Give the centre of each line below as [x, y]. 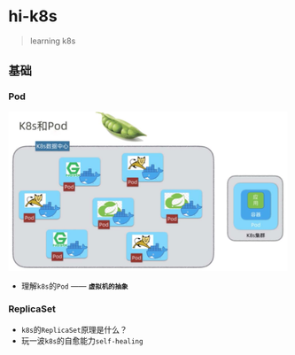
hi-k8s [33, 16]
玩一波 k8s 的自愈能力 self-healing [82, 340]
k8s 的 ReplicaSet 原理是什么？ [74, 329]
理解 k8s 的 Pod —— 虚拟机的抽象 [74, 286]
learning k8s [53, 41]
